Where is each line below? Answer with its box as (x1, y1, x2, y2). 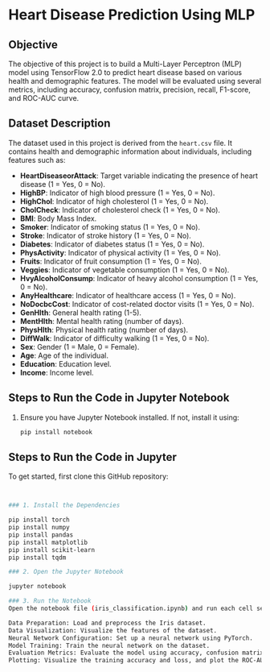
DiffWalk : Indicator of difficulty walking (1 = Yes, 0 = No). (19, 333, 210, 343)
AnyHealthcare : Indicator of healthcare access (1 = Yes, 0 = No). (19, 290, 236, 300)
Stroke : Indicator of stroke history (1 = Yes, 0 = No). (19, 230, 191, 240)
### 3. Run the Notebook (8, 597, 92, 605)
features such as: (8, 155, 66, 164)
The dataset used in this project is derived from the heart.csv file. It (8, 138, 233, 147)
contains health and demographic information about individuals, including (8, 147, 252, 156)
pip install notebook (19, 428, 92, 436)
